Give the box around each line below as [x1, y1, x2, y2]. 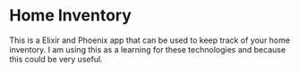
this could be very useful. [9, 53, 103, 64]
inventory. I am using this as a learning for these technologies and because [9, 44, 286, 54]
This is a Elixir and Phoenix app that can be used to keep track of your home [9, 35, 291, 45]
